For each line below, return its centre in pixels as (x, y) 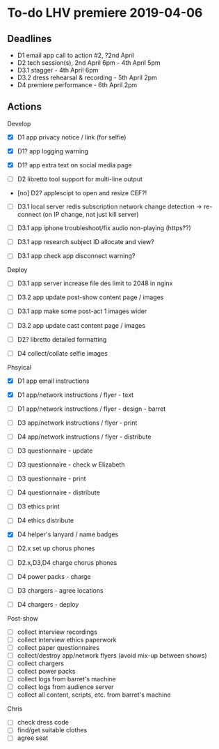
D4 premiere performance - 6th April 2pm (77, 85)
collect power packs (46, 672)
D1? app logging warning (53, 151)
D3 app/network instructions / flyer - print (77, 423)
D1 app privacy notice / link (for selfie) (72, 137)
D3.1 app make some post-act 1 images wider (82, 311)
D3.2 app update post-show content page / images (90, 297)
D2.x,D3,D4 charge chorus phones (67, 562)
